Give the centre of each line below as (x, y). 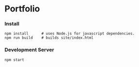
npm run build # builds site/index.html (49, 38)
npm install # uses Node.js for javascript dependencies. (70, 34)
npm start (15, 60)
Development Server (29, 50)
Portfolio (22, 9)
